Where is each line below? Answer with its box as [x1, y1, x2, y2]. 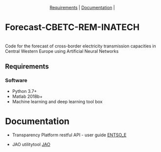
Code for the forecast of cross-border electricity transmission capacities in [5, 43, 157, 49]
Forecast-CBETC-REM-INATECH [5, 22, 140, 33]
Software [5, 77, 28, 84]
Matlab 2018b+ [12, 93, 43, 99]
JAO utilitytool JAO [12, 141, 50, 147]
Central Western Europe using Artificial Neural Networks [5, 48, 119, 54]
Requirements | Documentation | [49, 5, 115, 10]
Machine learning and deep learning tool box [12, 98, 103, 105]
